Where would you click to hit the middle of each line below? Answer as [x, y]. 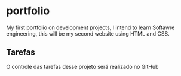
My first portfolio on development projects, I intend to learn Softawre [90, 27]
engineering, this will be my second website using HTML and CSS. [88, 33]
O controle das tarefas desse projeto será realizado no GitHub [82, 66]
